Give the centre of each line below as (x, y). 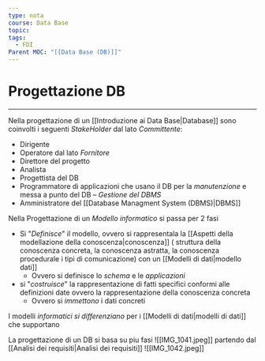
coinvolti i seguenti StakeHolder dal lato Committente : (95, 129)
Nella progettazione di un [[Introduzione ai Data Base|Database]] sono (122, 120)
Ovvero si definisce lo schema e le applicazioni (108, 275)
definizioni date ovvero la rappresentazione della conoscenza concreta (135, 292)
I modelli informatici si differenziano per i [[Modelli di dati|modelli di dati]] (127, 316)
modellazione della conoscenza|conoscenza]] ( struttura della (120, 242)
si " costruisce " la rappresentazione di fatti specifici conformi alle (125, 284)
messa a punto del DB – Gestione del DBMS (90, 194)
